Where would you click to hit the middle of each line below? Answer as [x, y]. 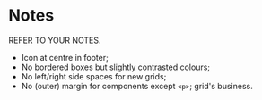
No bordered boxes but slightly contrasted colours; [116, 67]
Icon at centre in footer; [65, 57]
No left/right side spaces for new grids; [94, 76]
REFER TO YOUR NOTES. [55, 40]
